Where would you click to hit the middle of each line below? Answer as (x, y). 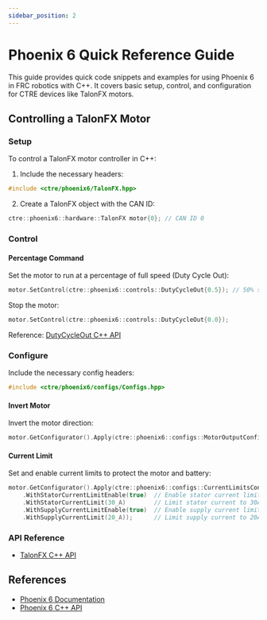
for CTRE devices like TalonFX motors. (71, 94)
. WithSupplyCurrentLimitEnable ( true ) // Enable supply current (131, 510)
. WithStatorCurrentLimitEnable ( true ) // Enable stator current (131, 495)
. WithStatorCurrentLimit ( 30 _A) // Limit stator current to (135, 503)
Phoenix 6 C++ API (51, 607)
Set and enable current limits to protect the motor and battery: (110, 473)
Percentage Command (46, 258)
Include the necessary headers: (72, 174)
